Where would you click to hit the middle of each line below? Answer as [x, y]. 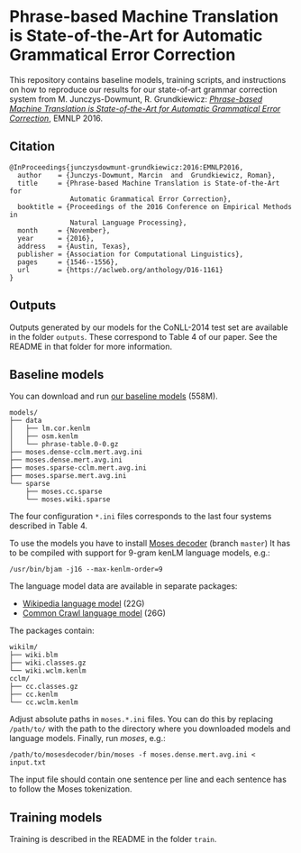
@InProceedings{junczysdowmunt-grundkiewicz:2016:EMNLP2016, [127, 167]
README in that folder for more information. [91, 346]
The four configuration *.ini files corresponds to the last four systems [141, 517]
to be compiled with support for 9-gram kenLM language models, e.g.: [140, 553]
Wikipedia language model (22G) [83, 604]
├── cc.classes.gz [44, 687]
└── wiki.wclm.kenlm [48, 671]
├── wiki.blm [34, 656]
